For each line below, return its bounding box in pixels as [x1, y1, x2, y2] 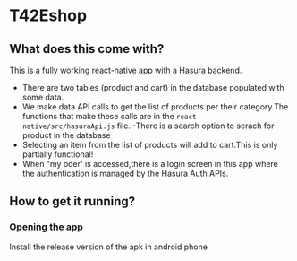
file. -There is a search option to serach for [116, 120, 275, 131]
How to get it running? [9, 194, 136, 209]
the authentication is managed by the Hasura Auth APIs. [21, 168, 229, 178]
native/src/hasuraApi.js [21, 122, 115, 131]
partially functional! [21, 149, 94, 160]
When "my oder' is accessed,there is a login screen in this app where [21, 159, 279, 169]
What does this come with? [9, 41, 165, 57]
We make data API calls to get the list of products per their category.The [21, 101, 289, 112]
